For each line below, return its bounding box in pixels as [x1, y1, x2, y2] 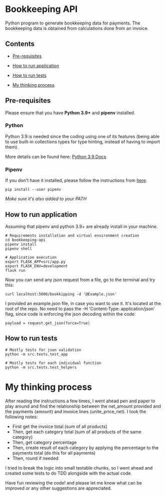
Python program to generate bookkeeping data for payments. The [5, 20, 141, 26]
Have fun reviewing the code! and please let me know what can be [5, 480, 142, 486]
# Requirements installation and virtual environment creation [5, 233, 140, 238]
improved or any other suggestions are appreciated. [5, 485, 112, 491]
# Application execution [5, 255, 57, 260]
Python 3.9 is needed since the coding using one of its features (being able [5, 133, 160, 139]
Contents [5, 40, 35, 48]
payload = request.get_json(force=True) [5, 321, 91, 326]
